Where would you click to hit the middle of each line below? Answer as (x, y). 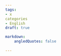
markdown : (15, 37)
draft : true (17, 28)
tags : (11, 10)
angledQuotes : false (35, 42)
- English (15, 23)
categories (16, 19)
